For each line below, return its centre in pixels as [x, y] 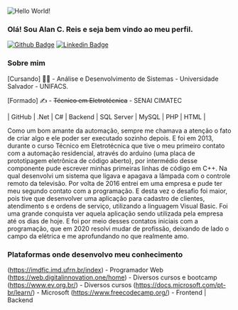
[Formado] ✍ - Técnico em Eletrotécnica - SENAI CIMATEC [95, 100]
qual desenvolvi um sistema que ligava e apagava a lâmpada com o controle [119, 176]
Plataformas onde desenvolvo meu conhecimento [95, 254]
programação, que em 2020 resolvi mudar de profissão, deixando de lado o [118, 228]
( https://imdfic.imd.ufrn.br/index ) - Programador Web [85, 270]
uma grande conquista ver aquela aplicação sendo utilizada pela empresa [115, 214]
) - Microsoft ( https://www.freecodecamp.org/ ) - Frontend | [119, 292]
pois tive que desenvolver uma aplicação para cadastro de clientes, [106, 198]
